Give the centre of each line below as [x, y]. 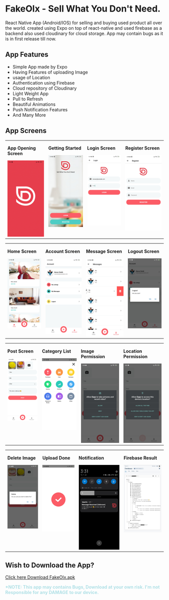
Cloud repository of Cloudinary [45, 88]
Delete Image [22, 458]
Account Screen [63, 251]
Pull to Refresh [28, 99]
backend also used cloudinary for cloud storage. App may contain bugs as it [84, 33]
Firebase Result [140, 458]
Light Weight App [30, 93]
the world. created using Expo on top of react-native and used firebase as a [84, 28]
